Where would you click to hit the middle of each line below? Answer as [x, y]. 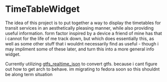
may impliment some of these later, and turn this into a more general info [80, 49]
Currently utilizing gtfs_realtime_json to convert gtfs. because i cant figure [81, 64]
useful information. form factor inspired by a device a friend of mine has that [83, 33]
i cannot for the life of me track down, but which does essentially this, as [80, 39]
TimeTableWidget [42, 9]
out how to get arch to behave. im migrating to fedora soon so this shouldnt [83, 69]
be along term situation [29, 74]
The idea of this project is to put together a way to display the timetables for [83, 23]
